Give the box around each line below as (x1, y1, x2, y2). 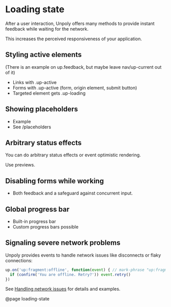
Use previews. (5, 162, 36, 168)
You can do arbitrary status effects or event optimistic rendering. (5, 152, 141, 158)
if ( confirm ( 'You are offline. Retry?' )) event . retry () (10, 272, 131, 277)
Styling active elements (5, 50, 82, 59)
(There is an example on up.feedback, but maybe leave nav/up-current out (5, 64, 162, 70)
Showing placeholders (5, 105, 78, 114)
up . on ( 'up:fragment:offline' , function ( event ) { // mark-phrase (5, 267, 145, 272)
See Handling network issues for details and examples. (5, 286, 121, 292)
